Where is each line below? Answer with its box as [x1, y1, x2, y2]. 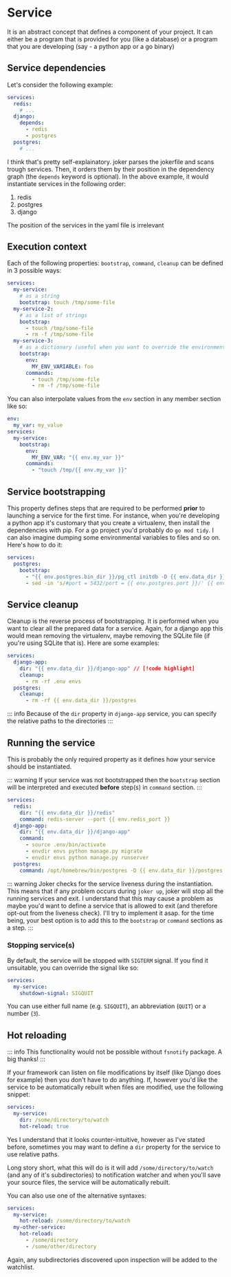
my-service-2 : [13, 305, 54, 312]
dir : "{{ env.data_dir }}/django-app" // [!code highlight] [19, 665, 195, 672]
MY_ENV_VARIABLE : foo [32, 363, 94, 370]
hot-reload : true [19, 1123, 69, 1130]
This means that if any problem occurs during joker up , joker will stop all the [7, 887, 224, 895]
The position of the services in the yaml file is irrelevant [7, 221, 164, 229]
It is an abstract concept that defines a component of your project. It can [7, 28, 213, 36]
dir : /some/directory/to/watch [19, 1116, 109, 1123]
